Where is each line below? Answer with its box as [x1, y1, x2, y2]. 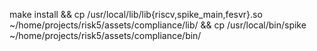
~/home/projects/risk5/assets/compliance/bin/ [9, 30, 202, 41]
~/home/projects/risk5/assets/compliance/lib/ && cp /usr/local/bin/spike [9, 19, 307, 31]
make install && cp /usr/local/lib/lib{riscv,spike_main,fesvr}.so [9, 9, 263, 20]
